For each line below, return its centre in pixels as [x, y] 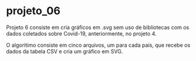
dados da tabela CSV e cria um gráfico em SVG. [65, 51]
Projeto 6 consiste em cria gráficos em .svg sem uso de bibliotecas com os [98, 27]
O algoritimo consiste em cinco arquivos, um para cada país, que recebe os [98, 45]
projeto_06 [33, 11]
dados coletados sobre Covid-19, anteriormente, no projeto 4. [81, 33]
